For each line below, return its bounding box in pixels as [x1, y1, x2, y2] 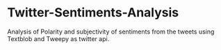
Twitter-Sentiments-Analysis [7, 5, 179, 21]
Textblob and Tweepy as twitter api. [7, 34, 110, 42]
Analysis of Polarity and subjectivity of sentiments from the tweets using [7, 27, 215, 36]
